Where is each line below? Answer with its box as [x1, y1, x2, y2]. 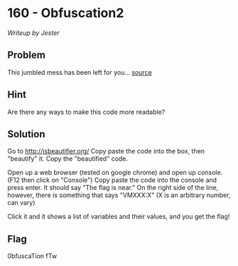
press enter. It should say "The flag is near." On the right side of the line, [7, 183, 219, 192]
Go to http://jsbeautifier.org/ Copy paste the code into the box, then [7, 147, 205, 156]
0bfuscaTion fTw [7, 252, 58, 260]
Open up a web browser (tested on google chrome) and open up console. [7, 169, 223, 177]
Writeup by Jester [7, 28, 60, 37]
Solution [7, 128, 45, 140]
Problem [7, 49, 46, 61]
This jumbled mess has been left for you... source [7, 68, 153, 76]
